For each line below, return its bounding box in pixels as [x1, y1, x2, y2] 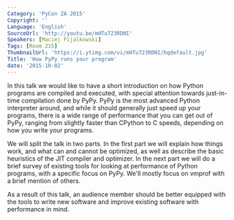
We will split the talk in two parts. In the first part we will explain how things [7, 139, 224, 147]
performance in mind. [7, 205, 70, 213]
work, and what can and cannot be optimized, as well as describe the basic [7, 147, 224, 155]
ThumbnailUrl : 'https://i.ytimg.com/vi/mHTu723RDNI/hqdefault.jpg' [7, 50, 208, 57]
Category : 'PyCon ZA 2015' [7, 10, 86, 17]
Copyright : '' [7, 17, 49, 24]
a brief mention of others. [7, 176, 81, 185]
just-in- [205, 89, 228, 97]
